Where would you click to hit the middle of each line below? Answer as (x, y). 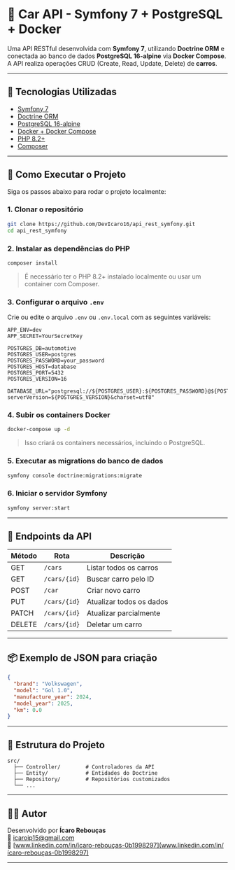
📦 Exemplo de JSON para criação (82, 658)
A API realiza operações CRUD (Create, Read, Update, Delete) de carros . (112, 63)
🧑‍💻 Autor (27, 814)
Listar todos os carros (122, 568)
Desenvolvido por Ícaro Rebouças (57, 830)
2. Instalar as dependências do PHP (69, 248)
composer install (33, 263)
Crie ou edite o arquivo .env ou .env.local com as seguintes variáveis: (109, 317)
